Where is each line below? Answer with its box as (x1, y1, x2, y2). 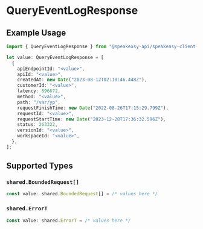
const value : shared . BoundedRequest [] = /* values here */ (6, 191, 158, 197)
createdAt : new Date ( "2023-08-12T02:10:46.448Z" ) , (17, 77, 147, 83)
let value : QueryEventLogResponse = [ (6, 54, 104, 60)
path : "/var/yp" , (17, 99, 61, 105)
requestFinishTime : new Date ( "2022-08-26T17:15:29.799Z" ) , (17, 105, 169, 111)
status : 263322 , (17, 122, 59, 128)
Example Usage (6, 28, 66, 38)
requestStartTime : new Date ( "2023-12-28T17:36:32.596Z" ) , (17, 116, 166, 122)
